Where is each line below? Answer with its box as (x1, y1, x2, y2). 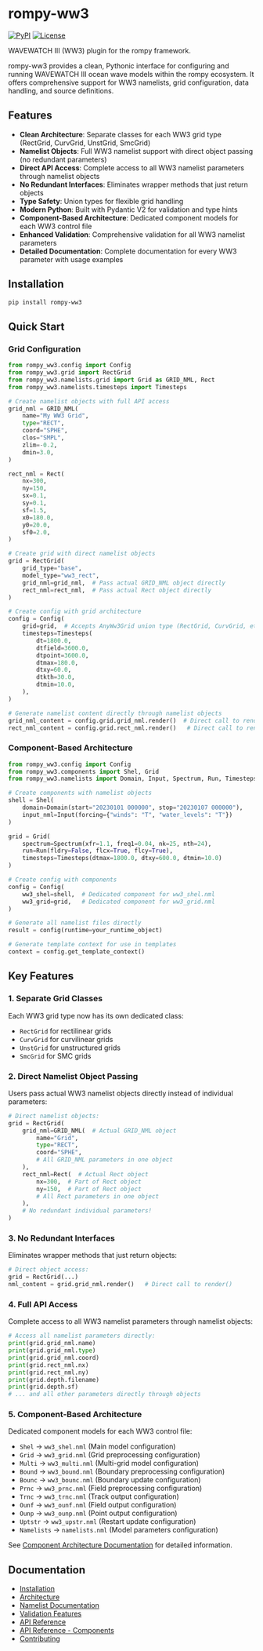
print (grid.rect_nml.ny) (8, 1369, 89, 1376)
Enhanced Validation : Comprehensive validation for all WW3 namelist (19, 229, 245, 239)
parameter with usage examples (19, 254, 124, 264)
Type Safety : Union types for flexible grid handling (19, 196, 184, 206)
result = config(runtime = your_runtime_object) (8, 927, 163, 935)
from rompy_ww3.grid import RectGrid (8, 369, 131, 377)
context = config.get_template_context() (8, 948, 146, 956)
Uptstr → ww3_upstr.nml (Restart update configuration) (19, 1517, 196, 1526)
